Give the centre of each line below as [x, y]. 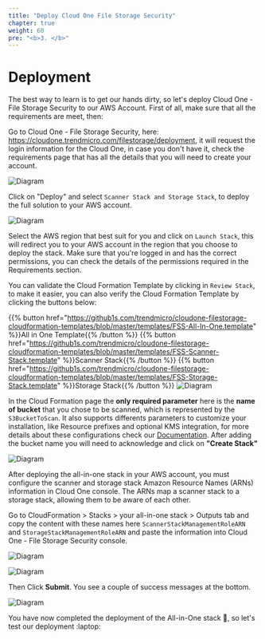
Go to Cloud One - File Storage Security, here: [84, 132]
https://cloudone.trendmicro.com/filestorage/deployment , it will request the [132, 140]
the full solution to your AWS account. [70, 205]
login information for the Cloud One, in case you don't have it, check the [127, 149]
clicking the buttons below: [53, 302]
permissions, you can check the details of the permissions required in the [129, 262]
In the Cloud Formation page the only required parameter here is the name [132, 401]
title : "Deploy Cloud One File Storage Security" [92, 16]
